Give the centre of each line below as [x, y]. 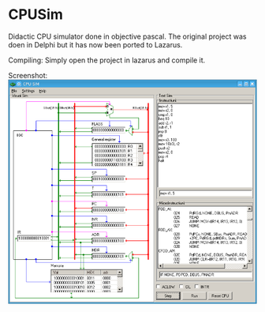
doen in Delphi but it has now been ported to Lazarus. [95, 44]
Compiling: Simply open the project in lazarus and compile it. [107, 60]
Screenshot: [28, 75]
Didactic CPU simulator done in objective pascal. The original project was [127, 36]
